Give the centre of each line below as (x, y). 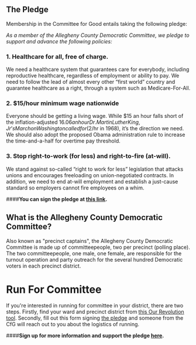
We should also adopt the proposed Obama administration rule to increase (96, 135)
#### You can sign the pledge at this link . (57, 199)
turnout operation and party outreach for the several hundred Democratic (94, 259)
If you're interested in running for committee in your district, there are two (95, 306)
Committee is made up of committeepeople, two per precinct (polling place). (98, 247)
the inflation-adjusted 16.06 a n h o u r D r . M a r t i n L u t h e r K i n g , (73, 122)
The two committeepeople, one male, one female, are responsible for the (94, 253)
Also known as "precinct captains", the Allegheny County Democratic (90, 241)
